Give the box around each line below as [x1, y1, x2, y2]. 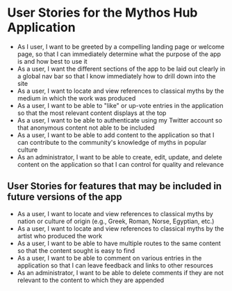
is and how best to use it [17, 57, 88, 65]
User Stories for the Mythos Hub [7, 5, 198, 21]
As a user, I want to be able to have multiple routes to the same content [17, 239, 221, 247]
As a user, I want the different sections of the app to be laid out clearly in [17, 64, 226, 73]
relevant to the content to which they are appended [17, 276, 165, 284]
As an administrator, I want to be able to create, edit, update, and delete [17, 152, 222, 161]
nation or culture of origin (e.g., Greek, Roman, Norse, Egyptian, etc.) [17, 217, 215, 225]
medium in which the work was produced [17, 94, 136, 102]
